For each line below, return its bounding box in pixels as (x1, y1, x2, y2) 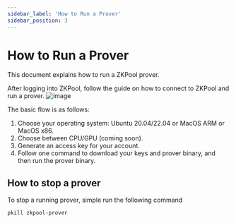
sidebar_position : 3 (7, 17, 69, 24)
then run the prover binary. (17, 157, 96, 165)
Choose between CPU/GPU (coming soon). (17, 134, 143, 143)
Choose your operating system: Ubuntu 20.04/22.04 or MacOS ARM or (17, 119, 225, 128)
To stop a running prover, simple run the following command (7, 195, 183, 205)
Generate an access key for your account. (17, 142, 140, 150)
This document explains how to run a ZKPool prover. (7, 71, 160, 79)
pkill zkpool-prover (7, 210, 69, 217)
